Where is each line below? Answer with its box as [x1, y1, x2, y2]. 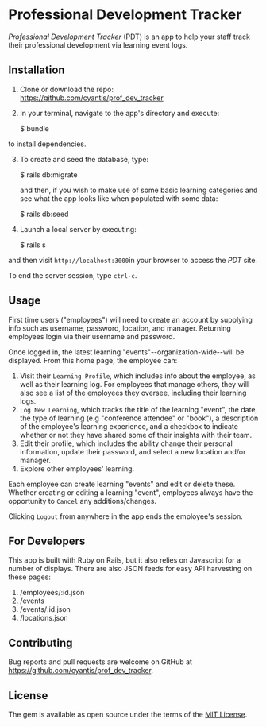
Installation [8, 64, 65, 77]
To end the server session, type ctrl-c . [8, 270, 137, 280]
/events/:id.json [19, 605, 71, 614]
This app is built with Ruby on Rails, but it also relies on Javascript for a [8, 555, 241, 565]
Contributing [8, 636, 73, 649]
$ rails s [19, 240, 46, 249]
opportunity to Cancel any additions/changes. [8, 496, 157, 505]
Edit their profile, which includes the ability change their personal [19, 439, 233, 448]
